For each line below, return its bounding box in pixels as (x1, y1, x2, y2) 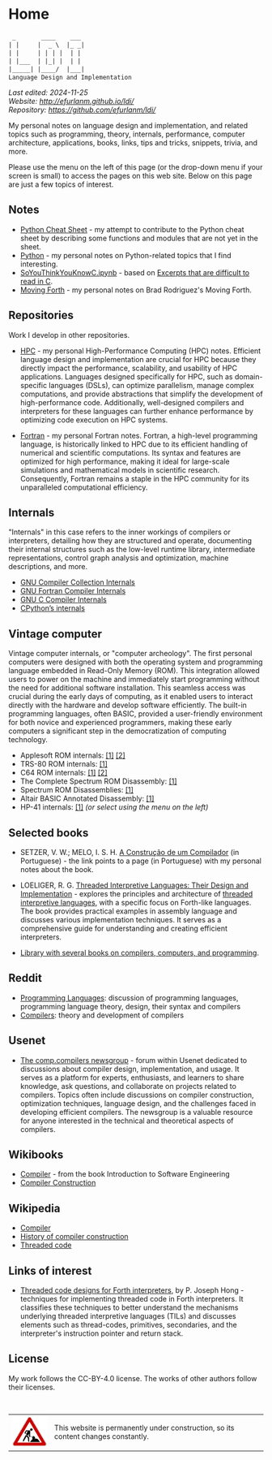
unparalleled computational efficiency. (19, 482, 148, 492)
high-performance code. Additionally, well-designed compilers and (19, 397, 244, 407)
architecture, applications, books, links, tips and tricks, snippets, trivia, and (8, 137, 257, 147)
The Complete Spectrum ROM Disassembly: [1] (19, 776, 177, 786)
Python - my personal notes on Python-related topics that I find (19, 250, 232, 260)
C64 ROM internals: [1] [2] (19, 768, 108, 778)
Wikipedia (8, 1201, 61, 1215)
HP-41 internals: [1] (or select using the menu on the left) (19, 802, 209, 812)
